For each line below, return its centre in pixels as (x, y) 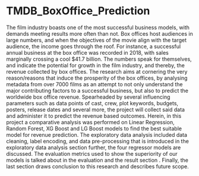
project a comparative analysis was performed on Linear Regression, (90, 122)
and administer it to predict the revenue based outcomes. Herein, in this (94, 116)
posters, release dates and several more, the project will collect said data (96, 109)
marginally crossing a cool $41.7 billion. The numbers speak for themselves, (99, 59)
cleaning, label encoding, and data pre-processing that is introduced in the (97, 141)
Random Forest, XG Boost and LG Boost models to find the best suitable (94, 128)
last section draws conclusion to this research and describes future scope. (97, 166)
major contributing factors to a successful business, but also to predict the (97, 90)
